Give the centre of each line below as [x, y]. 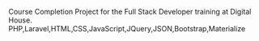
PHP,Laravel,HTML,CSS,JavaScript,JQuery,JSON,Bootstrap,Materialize [127, 29]
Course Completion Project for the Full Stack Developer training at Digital [130, 12]
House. [20, 20]
